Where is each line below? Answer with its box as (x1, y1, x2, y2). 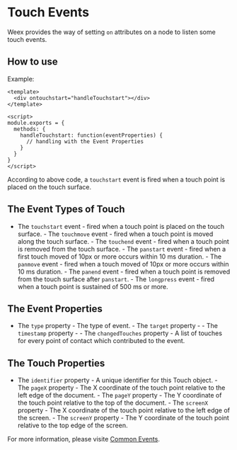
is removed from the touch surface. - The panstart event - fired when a (17, 244, 226, 253)
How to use (7, 56, 58, 68)
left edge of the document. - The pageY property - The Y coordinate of (17, 391, 222, 400)
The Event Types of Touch (7, 203, 125, 215)
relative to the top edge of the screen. (17, 421, 128, 429)
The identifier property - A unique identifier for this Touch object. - (17, 376, 218, 385)
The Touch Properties (7, 357, 105, 369)
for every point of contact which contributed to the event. (17, 337, 185, 345)
